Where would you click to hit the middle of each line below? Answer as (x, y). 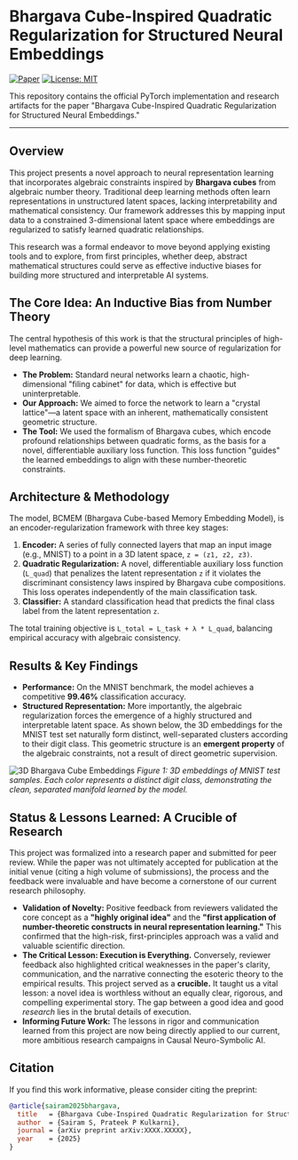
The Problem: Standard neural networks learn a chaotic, (125, 375)
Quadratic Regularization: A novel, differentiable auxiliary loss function (153, 564)
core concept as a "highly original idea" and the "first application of (149, 917)
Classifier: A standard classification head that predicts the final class (148, 601)
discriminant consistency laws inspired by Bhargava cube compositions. (154, 583)
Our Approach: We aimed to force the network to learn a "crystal (141, 403)
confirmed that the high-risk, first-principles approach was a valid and (150, 936)
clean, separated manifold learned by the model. (98, 790)
